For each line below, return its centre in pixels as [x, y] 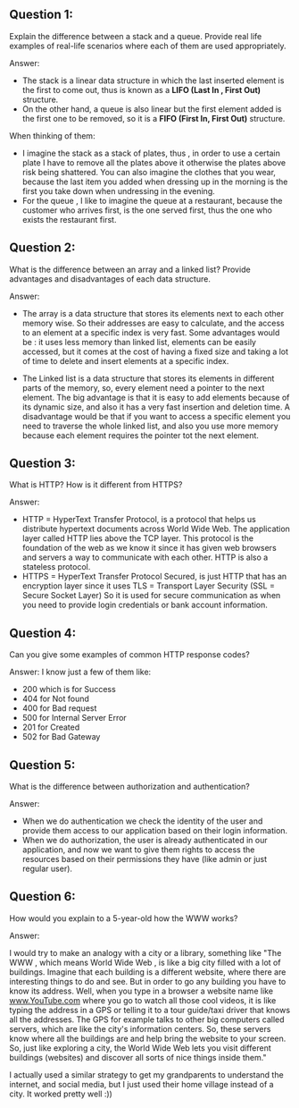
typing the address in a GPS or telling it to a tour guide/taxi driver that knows [150, 1010]
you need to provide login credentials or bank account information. [145, 605]
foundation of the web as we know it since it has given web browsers [149, 548]
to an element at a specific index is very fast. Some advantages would [151, 332]
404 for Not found [55, 699]
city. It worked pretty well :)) [61, 1094]
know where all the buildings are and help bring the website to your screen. [148, 1038]
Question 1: [42, 15]
